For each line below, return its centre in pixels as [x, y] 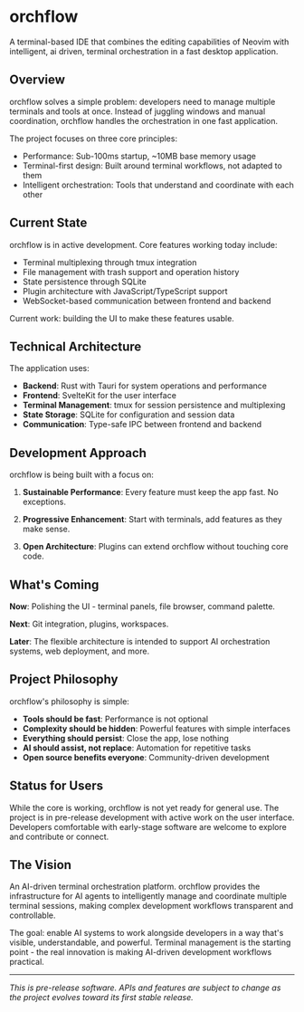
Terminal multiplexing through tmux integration [109, 262]
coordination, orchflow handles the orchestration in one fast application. [144, 120]
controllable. [33, 915]
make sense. [46, 529]
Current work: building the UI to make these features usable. [122, 318]
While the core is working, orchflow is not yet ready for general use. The [144, 807]
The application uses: [50, 368]
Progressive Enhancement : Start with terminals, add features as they [152, 520]
